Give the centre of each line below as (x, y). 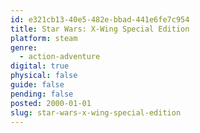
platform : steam (44, 38)
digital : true (40, 66)
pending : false (42, 94)
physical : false (44, 76)
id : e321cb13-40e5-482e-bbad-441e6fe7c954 (100, 19)
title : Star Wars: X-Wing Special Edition (100, 29)
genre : (24, 47)
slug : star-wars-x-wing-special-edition (96, 112)
